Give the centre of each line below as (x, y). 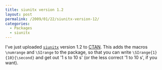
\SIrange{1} (145, 53)
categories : (17, 24)
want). (12, 63)
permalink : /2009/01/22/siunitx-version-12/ (52, 19)
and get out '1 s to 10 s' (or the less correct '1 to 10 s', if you (96, 57)
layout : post (19, 14)
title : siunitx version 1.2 (34, 10)
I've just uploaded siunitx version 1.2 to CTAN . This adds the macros (76, 47)
